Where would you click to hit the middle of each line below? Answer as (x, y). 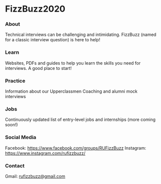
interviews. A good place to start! (38, 68)
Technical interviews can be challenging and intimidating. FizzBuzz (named (81, 34)
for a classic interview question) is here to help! (53, 40)
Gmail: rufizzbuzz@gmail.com (35, 176)
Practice (15, 81)
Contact (15, 166)
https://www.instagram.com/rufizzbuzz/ (45, 153)
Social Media (21, 137)
